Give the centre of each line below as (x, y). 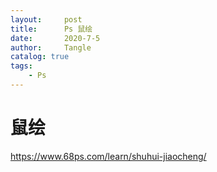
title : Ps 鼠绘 (51, 29)
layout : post (46, 19)
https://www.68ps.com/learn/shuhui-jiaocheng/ (108, 156)
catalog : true (40, 57)
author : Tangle (51, 47)
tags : (21, 66)
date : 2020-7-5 (55, 38)
